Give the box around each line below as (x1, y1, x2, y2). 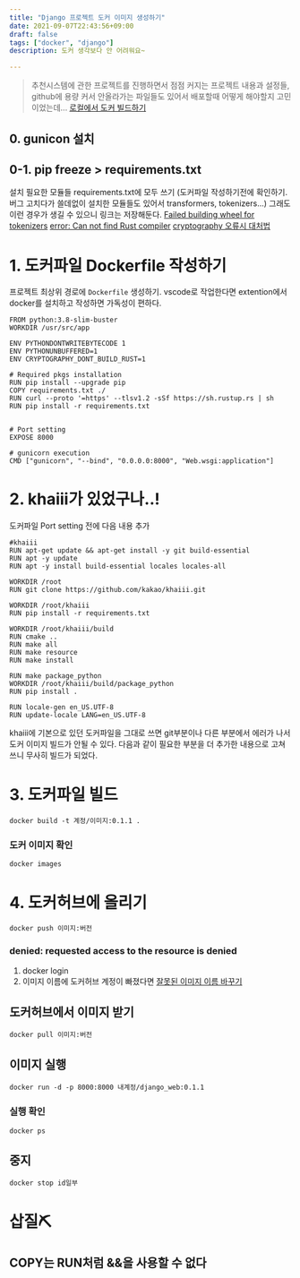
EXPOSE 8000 (9, 433, 54, 442)
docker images (9, 860, 63, 869)
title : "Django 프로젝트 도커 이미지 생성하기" (9, 13, 166, 22)
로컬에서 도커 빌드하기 (69, 102, 147, 113)
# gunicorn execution (9, 449, 90, 458)
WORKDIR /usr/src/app (9, 323, 90, 332)
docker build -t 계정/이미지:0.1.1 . (9, 817, 141, 826)
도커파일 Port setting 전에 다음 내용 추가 (9, 520, 150, 531)
